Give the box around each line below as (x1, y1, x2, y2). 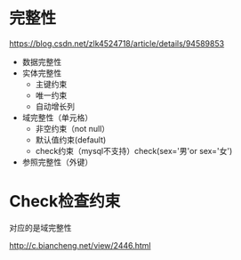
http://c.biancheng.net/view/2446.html (9, 240, 151, 250)
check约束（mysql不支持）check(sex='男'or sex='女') (35, 145, 233, 156)
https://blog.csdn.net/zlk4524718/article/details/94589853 (9, 37, 225, 49)
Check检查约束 (9, 191, 121, 212)
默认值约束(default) (35, 134, 107, 145)
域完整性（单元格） (21, 112, 93, 123)
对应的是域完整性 (9, 222, 72, 232)
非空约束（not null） (35, 123, 110, 134)
